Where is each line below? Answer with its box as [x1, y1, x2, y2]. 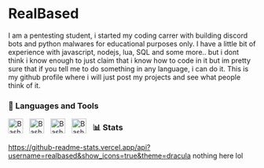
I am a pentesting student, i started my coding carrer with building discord [8, 31, 248, 40]
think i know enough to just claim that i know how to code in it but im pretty [8, 56, 251, 65]
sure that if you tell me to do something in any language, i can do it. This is [8, 64, 249, 73]
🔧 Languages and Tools [8, 100, 99, 111]
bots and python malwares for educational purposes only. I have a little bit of [8, 38, 256, 48]
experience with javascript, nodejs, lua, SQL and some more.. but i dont [8, 47, 240, 57]
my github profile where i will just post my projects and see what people [8, 72, 241, 82]
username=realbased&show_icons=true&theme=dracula [8, 151, 191, 161]
